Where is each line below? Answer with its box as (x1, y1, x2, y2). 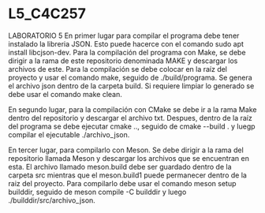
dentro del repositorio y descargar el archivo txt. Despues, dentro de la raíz (8, 113, 252, 122)
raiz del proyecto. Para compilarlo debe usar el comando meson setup (8, 178, 237, 188)
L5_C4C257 (8, 5, 87, 23)
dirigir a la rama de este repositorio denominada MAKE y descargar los (8, 56, 238, 65)
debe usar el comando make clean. (8, 89, 122, 99)
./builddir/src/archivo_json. (8, 195, 96, 205)
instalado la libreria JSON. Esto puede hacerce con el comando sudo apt (8, 39, 244, 48)
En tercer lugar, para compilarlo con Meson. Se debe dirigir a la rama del (8, 145, 244, 155)
